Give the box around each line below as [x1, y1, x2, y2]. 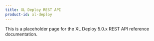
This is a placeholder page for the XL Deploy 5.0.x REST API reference [5, 25, 150, 31]
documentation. [5, 31, 38, 37]
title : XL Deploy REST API [5, 7, 61, 12]
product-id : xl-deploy [5, 12, 52, 17]
